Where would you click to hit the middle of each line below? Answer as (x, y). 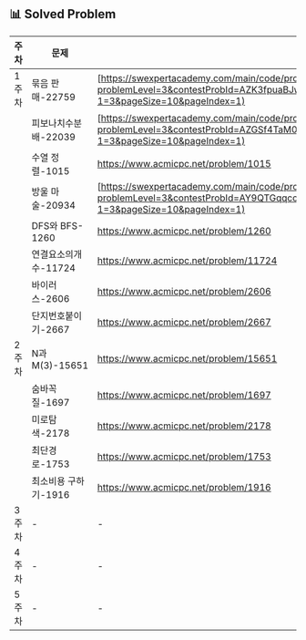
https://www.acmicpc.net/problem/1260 (184, 231)
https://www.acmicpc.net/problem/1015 (184, 163)
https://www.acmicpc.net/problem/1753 (184, 456)
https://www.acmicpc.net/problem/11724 (187, 260)
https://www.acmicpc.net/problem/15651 (187, 358)
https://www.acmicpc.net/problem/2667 (184, 322)
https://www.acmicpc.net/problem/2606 (184, 291)
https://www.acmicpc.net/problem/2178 (184, 426)
